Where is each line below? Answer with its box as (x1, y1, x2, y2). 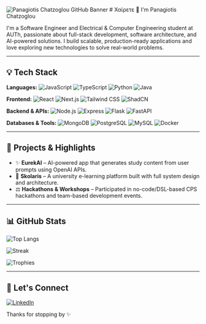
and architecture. (15, 179, 59, 186)
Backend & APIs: (6, 107, 50, 115)
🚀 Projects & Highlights (6, 143, 96, 153)
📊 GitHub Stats (6, 216, 66, 227)
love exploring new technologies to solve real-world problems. (6, 44, 164, 51)
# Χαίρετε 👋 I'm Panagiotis (109, 6, 177, 13)
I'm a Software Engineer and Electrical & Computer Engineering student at (6, 24, 193, 31)
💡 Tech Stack (6, 67, 58, 78)
